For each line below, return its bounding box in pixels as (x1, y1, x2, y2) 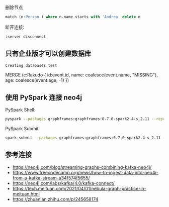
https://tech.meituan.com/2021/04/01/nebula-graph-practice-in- (12, 185, 147, 191)
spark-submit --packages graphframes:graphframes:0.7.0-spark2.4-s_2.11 (5, 135, 161, 141)
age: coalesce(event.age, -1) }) (5, 77, 69, 83)
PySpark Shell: (5, 107, 36, 113)
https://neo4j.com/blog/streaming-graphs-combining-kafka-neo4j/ (12, 164, 152, 170)
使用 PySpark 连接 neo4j (5, 93, 82, 101)
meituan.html (12, 190, 40, 197)
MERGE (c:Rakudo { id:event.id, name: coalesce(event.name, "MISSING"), (5, 72, 158, 78)
